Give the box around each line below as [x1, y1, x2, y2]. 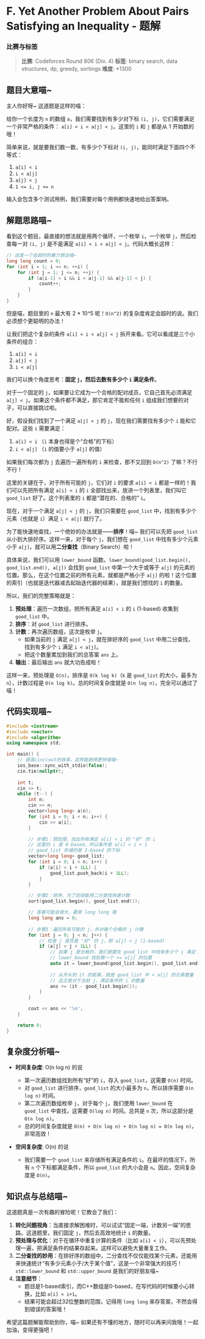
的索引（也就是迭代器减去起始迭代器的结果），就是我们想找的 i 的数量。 [6, 579, 186, 586]
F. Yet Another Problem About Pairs [6, 4, 189, 18]
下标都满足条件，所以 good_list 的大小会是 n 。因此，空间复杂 [40, 1164, 196, 1171]
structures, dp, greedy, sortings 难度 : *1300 [21, 65, 132, 73]
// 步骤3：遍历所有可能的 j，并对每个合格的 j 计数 [28, 926, 144, 932]
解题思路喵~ [6, 215, 52, 226]
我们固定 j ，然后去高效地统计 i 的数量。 [52, 1229, 154, 1236]
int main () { [6, 751, 40, 758]
